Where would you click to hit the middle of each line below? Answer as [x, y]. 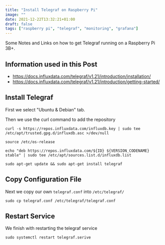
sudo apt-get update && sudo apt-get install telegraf [64, 164]
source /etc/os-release [30, 142]
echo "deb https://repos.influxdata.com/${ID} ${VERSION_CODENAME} [77, 151]
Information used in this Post [51, 64]
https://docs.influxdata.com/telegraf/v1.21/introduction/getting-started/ [86, 82]
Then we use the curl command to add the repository [60, 119]
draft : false [19, 24]
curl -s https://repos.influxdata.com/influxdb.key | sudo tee [73, 129]
